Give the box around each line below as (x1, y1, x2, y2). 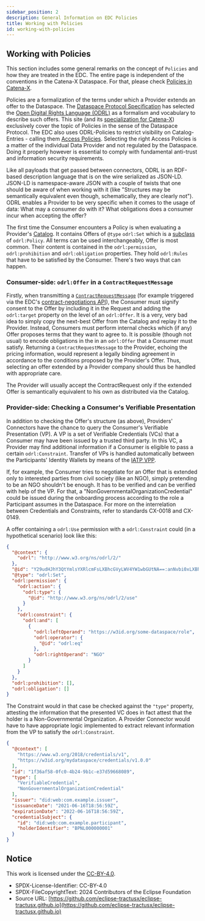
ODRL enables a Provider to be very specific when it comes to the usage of (6, 199, 195, 207)
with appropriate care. (6, 370, 62, 377)
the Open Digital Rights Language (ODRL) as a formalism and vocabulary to (6, 109, 196, 117)
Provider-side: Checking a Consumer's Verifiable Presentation (6, 403, 196, 412)
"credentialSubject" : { (12, 814, 72, 820)
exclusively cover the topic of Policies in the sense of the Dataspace (6, 122, 178, 130)
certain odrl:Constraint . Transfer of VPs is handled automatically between (6, 450, 195, 457)
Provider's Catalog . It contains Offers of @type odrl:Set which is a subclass (6, 230, 195, 238)
